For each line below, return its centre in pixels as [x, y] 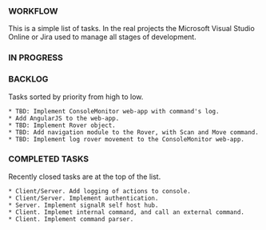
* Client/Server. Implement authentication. [83, 198]
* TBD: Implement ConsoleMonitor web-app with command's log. [114, 111]
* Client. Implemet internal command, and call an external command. [127, 212]
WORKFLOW [33, 11]
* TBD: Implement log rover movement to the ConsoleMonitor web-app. [127, 139]
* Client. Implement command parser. [71, 219]
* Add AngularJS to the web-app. [64, 118]
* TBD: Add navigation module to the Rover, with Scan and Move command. [134, 132]
